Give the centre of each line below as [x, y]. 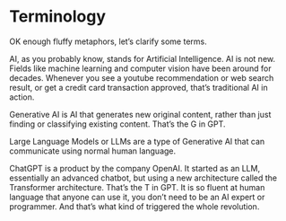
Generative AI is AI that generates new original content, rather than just [140, 114]
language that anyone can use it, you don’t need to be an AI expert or [137, 197]
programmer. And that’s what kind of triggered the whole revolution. [134, 206]
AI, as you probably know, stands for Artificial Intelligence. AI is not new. [143, 58]
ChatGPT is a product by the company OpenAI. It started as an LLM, [135, 168]
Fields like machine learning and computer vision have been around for [140, 68]
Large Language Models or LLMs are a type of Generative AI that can [137, 141]
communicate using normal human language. [93, 151]
